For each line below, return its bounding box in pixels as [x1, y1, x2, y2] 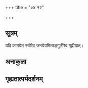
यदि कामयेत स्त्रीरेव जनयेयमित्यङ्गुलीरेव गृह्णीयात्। [5, 42, 84, 49]
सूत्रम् [5, 29, 18, 37]
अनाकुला [5, 58, 26, 66]
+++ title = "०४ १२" [5, 5, 45, 10]
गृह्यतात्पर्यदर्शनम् [5, 74, 43, 83]
